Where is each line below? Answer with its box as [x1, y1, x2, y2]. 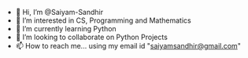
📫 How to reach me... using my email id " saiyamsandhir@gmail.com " [15, 42, 242, 50]
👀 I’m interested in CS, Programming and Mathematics [15, 16, 191, 25]
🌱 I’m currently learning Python [15, 24, 117, 33]
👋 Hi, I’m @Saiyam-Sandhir [15, 8, 104, 16]
